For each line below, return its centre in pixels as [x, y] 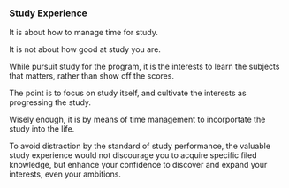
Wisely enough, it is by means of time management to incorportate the [137, 120]
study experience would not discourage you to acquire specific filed [133, 155]
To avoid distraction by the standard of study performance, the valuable [140, 146]
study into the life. [42, 129]
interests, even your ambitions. [65, 174]
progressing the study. [50, 102]
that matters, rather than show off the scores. [92, 76]
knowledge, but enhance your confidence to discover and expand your [138, 165]
